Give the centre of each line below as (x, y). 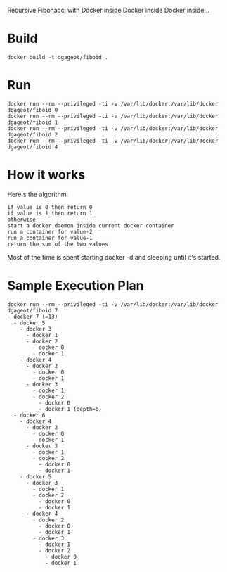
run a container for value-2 (50, 231)
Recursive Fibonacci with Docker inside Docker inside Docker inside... (108, 10)
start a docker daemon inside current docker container (91, 225)
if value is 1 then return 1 (50, 213)
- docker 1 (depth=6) (70, 409)
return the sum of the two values (58, 244)
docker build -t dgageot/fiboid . (58, 57)
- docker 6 (30, 415)
